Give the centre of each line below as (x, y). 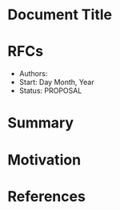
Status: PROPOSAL (50, 91)
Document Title (60, 15)
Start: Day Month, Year (56, 83)
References (46, 196)
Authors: (33, 74)
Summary (40, 123)
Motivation (44, 160)
